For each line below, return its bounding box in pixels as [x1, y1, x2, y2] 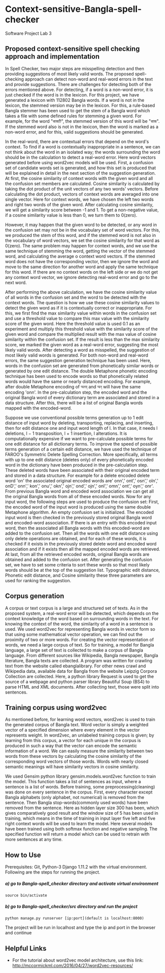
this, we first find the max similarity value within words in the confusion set [5, 310, 157, 316]
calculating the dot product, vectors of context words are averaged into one [5, 191, 159, 197]
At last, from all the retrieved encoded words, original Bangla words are [5, 551, 150, 557]
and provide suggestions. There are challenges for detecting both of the [5, 81, 152, 87]
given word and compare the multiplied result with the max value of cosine [5, 331, 157, 337]
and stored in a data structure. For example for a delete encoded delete [5, 472, 150, 478]
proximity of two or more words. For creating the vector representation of [5, 637, 154, 643]
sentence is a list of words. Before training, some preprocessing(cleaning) [5, 784, 155, 790]
